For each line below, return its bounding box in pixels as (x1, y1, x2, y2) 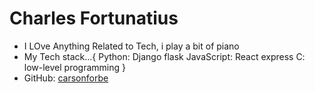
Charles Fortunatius (9, 7, 179, 30)
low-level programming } (23, 61, 126, 73)
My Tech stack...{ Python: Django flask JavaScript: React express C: (23, 50, 306, 62)
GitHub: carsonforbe (23, 72, 109, 84)
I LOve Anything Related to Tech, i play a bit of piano (23, 40, 240, 52)
